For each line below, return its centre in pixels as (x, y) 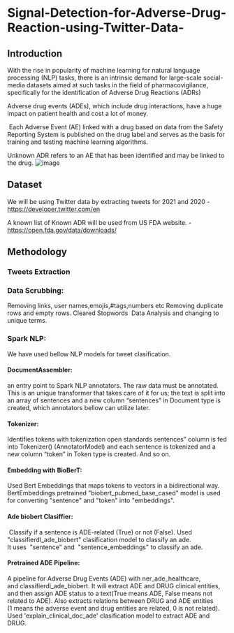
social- (213, 78)
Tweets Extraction (39, 272)
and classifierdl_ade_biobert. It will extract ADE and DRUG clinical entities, (114, 585)
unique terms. (27, 321)
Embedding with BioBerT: (45, 470)
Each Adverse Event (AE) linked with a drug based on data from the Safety (116, 127)
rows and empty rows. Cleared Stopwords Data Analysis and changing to (113, 313)
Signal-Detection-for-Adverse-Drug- (117, 13)
